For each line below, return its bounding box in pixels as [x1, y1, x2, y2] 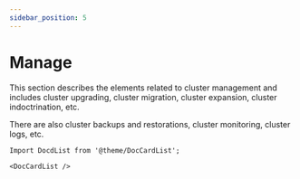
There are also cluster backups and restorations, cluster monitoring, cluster [9, 118, 291, 129]
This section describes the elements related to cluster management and [9, 82, 278, 93]
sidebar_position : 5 [9, 13, 88, 23]
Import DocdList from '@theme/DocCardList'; [9, 146, 180, 155]
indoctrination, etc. [9, 101, 80, 112]
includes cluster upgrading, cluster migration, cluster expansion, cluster [9, 91, 278, 102]
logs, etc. [9, 128, 44, 139]
